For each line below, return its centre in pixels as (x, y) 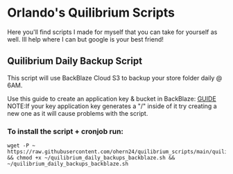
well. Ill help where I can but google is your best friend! (86, 39)
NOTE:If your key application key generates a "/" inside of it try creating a (112, 106)
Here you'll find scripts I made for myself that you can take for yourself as (112, 32)
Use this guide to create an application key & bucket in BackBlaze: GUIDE (112, 98)
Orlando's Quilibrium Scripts (91, 13)
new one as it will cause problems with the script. (78, 113)
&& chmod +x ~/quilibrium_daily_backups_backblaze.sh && (91, 158)
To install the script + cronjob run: (65, 131)
